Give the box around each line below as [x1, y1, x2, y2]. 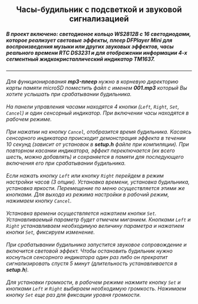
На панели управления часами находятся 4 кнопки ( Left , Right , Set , [6, 103, 180, 110]
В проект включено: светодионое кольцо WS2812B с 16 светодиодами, [6, 30, 192, 37]
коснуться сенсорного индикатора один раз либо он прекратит [6, 253, 168, 260]
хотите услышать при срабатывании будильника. [6, 90, 132, 97]
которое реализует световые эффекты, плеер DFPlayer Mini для [6, 37, 173, 44]
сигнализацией [69, 14, 129, 24]
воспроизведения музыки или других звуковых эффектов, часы [6, 43, 174, 50]
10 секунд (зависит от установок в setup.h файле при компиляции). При [6, 140, 190, 148]
